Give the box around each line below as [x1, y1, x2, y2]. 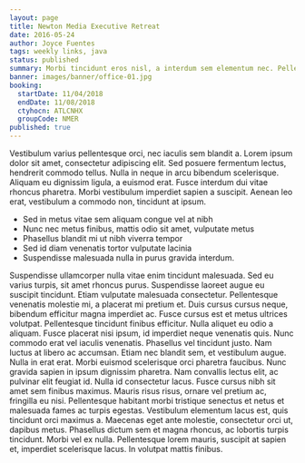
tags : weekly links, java [9, 47, 107, 56]
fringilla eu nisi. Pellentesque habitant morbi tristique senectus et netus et [9, 396, 285, 406]
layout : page [9, 13, 59, 23]
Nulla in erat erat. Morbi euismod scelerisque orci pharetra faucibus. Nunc [9, 357, 287, 368]
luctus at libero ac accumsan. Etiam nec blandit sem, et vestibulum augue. [9, 347, 287, 358]
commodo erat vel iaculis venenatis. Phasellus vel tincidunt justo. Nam [9, 338, 272, 348]
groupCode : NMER [17, 114, 79, 123]
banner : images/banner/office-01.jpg [9, 73, 152, 82]
